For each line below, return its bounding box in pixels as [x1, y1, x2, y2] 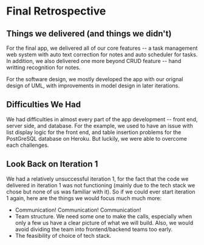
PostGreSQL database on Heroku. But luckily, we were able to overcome [6, 135, 187, 142]
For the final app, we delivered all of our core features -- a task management [6, 44, 198, 52]
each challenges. [6, 141, 49, 149]
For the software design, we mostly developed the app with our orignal [6, 76, 183, 82]
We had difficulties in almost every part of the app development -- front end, [6, 115, 198, 122]
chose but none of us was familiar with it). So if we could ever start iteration [6, 188, 195, 195]
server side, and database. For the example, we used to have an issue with [6, 122, 193, 129]
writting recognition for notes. [6, 64, 81, 71]
